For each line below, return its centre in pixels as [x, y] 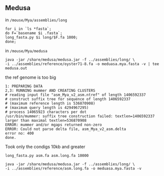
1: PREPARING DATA [24, 86]
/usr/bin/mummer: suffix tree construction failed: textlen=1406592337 [80, 116]
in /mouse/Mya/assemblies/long [36, 20]
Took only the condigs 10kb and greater [45, 147]
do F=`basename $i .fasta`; [34, 33]
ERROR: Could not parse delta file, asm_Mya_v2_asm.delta [66, 129]
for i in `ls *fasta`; [28, 29]
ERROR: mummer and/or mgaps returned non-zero [54, 125]
